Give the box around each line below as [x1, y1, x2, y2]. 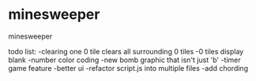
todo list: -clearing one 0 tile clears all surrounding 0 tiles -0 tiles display [8, 46, 244, 56]
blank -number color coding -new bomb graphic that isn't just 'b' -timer [8, 55, 241, 64]
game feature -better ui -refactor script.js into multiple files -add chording [8, 63, 249, 72]
